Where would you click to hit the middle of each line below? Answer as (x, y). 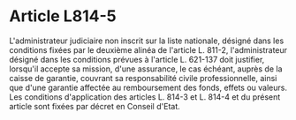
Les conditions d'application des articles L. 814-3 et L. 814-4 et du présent (145, 97)
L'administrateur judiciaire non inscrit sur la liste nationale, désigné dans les (147, 41)
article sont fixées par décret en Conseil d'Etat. (95, 106)
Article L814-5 (63, 16)
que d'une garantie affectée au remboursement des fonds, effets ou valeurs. (148, 87)
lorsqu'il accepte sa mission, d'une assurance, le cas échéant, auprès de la (146, 69)
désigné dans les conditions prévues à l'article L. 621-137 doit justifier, (137, 59)
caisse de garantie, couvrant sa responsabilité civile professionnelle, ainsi (143, 78)
